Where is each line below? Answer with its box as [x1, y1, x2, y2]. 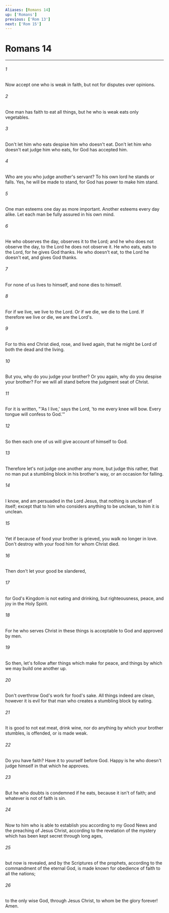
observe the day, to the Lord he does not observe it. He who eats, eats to [5, 244, 157, 250]
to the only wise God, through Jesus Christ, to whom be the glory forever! [5, 898, 158, 904]
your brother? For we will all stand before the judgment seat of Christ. [5, 379, 149, 385]
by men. [5, 633, 22, 639]
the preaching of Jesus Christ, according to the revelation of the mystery [5, 828, 156, 834]
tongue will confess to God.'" [5, 411, 65, 417]
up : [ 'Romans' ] [5, 12, 37, 17]
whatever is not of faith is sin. [5, 795, 66, 801]
